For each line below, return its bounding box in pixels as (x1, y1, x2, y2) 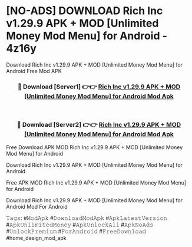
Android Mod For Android (6, 203, 68, 210)
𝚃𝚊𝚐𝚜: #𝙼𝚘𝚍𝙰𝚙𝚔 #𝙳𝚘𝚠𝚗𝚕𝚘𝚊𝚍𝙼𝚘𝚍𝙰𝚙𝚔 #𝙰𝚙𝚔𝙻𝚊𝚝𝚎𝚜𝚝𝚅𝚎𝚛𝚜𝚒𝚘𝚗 (6, 214, 168, 222)
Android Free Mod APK (6, 67, 62, 74)
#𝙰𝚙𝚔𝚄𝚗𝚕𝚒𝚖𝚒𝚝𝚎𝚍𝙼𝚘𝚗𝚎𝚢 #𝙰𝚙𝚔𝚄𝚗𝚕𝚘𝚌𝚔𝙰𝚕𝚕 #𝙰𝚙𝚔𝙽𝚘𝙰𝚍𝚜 (6, 221, 154, 228)
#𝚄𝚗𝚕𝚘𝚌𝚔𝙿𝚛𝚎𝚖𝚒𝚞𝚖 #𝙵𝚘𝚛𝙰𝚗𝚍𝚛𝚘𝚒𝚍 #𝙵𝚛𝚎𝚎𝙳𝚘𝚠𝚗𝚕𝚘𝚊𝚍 (6, 228, 146, 235)
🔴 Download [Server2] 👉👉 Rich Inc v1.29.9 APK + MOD (16, 121, 181, 129)
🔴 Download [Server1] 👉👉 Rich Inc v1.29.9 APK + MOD (17, 83, 181, 91)
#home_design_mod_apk (6, 234, 67, 241)
